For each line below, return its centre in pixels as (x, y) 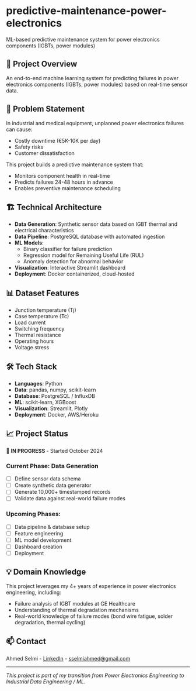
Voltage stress (32, 348)
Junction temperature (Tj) (45, 310)
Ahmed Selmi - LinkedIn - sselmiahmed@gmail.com (68, 658)
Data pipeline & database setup (52, 527)
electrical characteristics (44, 231)
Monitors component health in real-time (62, 176)
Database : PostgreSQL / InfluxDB (55, 396)
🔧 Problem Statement (45, 109)
